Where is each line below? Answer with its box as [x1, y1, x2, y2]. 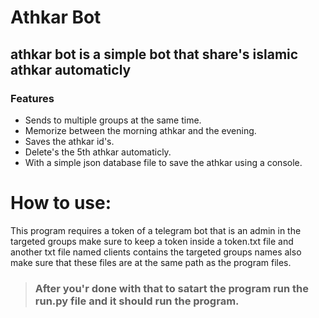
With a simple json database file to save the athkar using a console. [24, 156, 303, 168]
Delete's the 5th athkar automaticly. [24, 146, 172, 158]
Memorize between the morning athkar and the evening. [24, 124, 257, 136]
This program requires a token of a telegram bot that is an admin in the [10, 224, 302, 236]
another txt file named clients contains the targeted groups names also [10, 246, 302, 258]
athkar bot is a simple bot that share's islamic [10, 46, 299, 63]
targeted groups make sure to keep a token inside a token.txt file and [10, 235, 294, 247]
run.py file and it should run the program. [34, 294, 240, 308]
